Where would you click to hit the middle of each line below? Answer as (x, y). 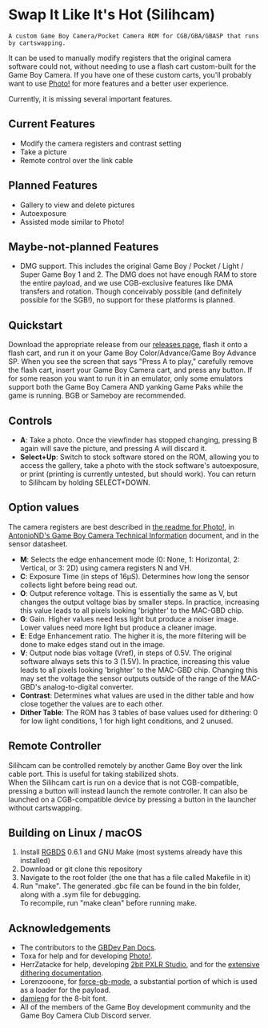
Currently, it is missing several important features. (90, 98)
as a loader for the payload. (65, 990)
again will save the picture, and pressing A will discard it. (113, 448)
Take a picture (43, 152)
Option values (44, 508)
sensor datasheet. (38, 544)
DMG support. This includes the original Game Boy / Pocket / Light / (132, 266)
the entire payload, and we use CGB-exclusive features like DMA (126, 283)
